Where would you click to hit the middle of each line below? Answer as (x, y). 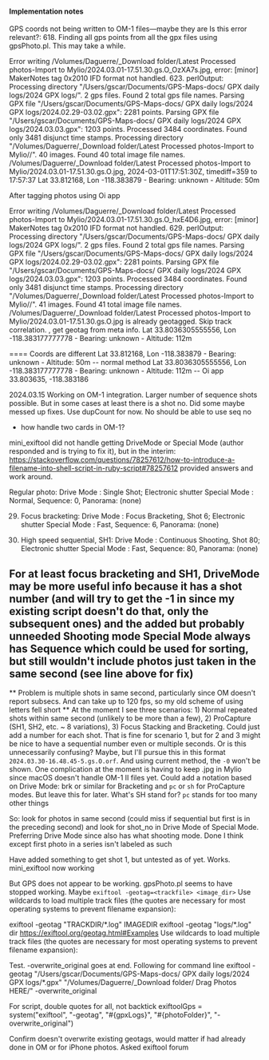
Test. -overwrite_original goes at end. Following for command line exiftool (130, 966)
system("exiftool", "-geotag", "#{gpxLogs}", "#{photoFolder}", (111, 1015)
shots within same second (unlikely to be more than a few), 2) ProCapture (130, 718)
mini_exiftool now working (52, 868)
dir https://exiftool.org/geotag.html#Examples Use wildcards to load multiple (134, 933)
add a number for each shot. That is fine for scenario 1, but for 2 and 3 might (135, 736)
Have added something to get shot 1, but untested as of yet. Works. (120, 860)
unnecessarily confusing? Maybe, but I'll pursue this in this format (117, 752)
